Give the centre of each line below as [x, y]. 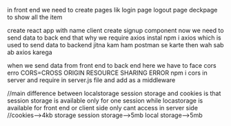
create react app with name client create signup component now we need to [115, 30]
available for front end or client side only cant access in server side [103, 108]
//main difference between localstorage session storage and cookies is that [114, 93]
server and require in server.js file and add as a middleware [91, 80]
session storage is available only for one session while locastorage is [105, 101]
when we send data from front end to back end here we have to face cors [112, 65]
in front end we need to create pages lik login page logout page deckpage [112, 10]
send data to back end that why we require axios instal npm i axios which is [114, 38]
